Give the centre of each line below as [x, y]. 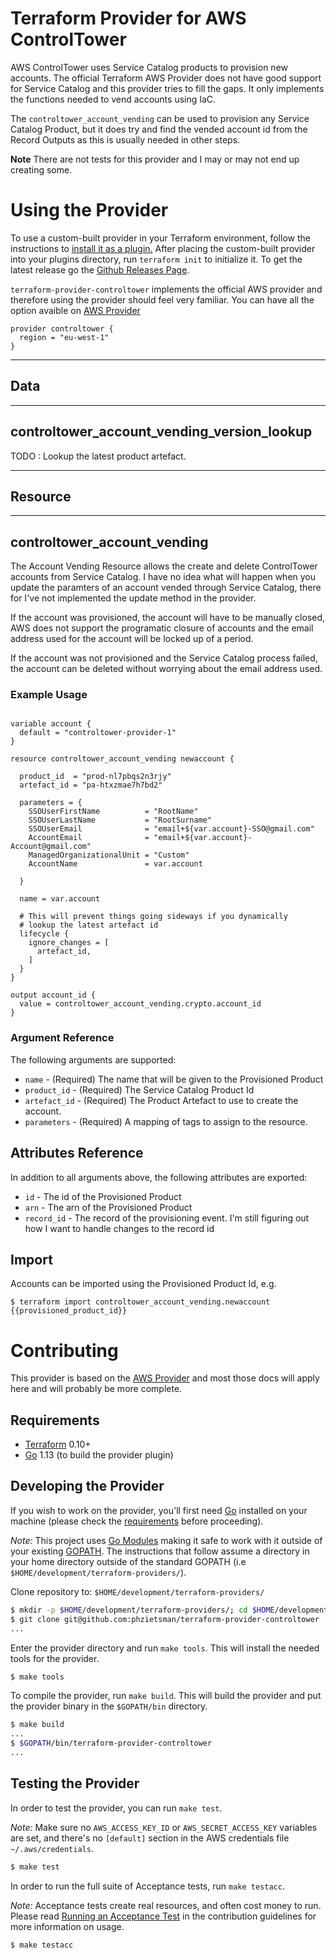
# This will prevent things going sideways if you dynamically [153, 917]
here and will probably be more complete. [96, 1389]
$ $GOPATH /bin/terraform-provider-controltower [111, 1743]
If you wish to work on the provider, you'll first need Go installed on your [159, 1510]
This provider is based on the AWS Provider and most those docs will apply [165, 1378]
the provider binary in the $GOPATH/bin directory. [109, 1706]
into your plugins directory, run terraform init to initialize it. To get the [156, 259]
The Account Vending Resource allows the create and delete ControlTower [164, 566]
